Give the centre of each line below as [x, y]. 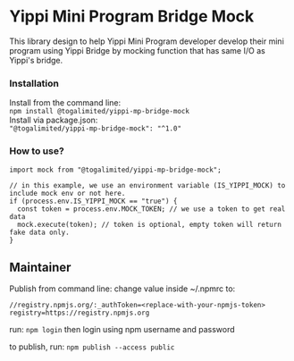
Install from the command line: [65, 103]
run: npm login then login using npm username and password [122, 330]
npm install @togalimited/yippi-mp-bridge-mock [100, 112]
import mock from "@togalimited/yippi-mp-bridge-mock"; [115, 170]
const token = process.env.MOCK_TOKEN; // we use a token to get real [151, 209]
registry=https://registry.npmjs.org [80, 313]
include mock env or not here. [67, 193]
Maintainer [40, 267]
